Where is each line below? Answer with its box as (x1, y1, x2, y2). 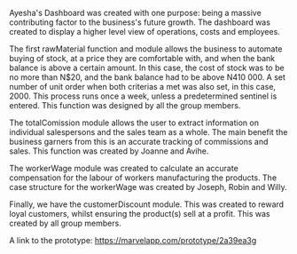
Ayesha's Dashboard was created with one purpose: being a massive (9, 8, 262, 18)
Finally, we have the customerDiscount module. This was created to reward (9, 199, 285, 210)
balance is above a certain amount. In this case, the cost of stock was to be (9, 62, 285, 73)
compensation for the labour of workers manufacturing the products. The (9, 172, 277, 183)
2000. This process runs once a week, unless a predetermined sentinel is (9, 91, 277, 101)
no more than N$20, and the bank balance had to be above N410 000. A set (9, 72, 286, 83)
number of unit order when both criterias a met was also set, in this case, (9, 82, 277, 91)
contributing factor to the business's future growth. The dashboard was (9, 17, 270, 28)
